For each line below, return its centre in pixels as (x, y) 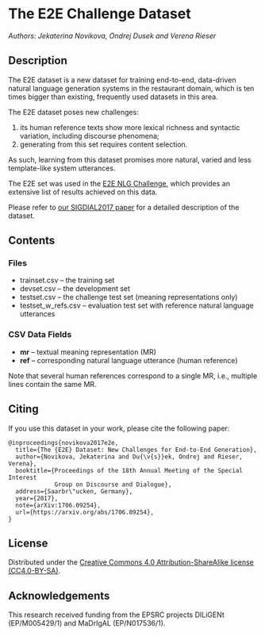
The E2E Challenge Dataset (100, 14)
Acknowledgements (59, 596)
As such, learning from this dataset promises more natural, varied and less (130, 159)
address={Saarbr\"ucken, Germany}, (74, 491)
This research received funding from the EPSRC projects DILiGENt (116, 615)
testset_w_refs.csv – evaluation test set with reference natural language (136, 305)
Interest (23, 477)
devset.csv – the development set (75, 289)
